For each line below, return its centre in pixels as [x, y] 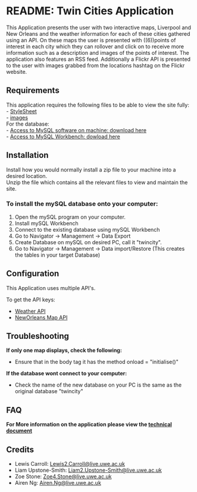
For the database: [28, 124]
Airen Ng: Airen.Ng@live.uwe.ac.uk [58, 483]
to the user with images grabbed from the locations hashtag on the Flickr [96, 65]
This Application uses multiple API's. [51, 288]
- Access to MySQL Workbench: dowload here [63, 136]
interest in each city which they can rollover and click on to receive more [95, 46]
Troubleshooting [38, 336]
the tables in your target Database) [57, 255]
